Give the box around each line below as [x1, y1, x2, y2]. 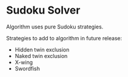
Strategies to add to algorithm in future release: [6, 34, 122, 41]
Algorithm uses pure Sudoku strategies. [6, 23, 104, 30]
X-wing [14, 59, 33, 66]
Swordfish [14, 65, 40, 72]
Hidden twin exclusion [14, 46, 70, 53]
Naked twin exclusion [14, 52, 68, 59]
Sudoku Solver [6, 4, 80, 17]
